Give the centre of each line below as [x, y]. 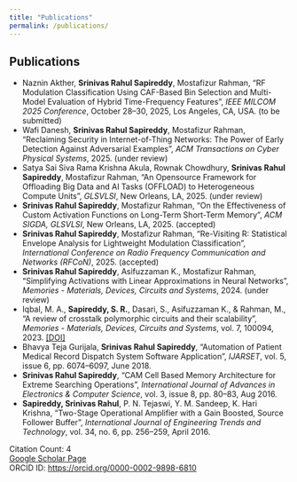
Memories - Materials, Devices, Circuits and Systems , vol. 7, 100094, [148, 328]
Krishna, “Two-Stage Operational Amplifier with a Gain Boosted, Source [152, 413]
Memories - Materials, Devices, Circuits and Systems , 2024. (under [145, 290]
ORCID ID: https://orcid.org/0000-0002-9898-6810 [103, 468]
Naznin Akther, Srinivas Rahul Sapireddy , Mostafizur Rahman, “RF [144, 83]
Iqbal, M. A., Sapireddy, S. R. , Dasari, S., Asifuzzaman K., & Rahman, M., [154, 309]
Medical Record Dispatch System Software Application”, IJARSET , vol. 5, [154, 357]
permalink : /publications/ [59, 26]
